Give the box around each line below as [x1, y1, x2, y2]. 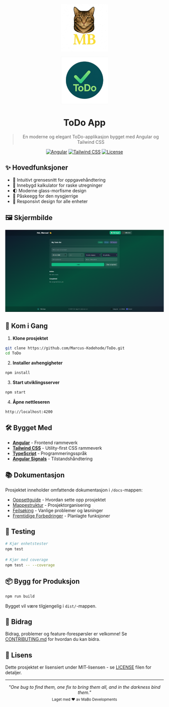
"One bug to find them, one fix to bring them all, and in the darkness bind [8, 684, 161, 690]
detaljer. [5, 670, 22, 676]
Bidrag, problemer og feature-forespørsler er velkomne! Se [5, 631, 127, 637]
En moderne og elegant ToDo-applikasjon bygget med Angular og [22, 133, 159, 140]
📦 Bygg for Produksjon [5, 577, 80, 586]
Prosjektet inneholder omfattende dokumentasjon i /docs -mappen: [5, 486, 143, 493]
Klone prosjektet [12, 335, 48, 341]
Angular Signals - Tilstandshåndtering [12, 456, 93, 462]
